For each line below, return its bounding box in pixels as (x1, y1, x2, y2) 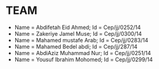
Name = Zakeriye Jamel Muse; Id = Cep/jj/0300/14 (14, 30, 142, 37)
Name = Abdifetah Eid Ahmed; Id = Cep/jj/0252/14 (14, 24, 141, 31)
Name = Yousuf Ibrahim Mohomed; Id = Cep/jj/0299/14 (14, 56, 153, 63)
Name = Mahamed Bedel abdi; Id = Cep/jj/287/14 (14, 43, 138, 50)
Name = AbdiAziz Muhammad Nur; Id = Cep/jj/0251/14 (14, 49, 152, 56)
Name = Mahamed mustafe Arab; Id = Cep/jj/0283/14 (14, 36, 149, 44)
